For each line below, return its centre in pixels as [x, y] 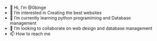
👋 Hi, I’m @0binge [28, 8]
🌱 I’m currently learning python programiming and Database [70, 18]
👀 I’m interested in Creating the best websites [56, 13]
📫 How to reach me [30, 34]
